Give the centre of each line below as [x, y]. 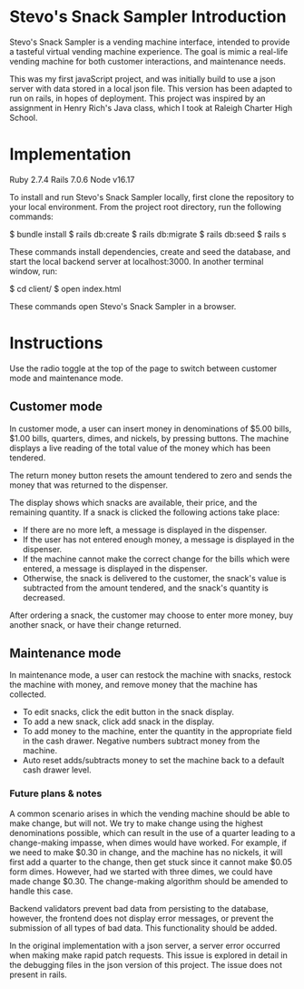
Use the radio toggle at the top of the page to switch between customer [143, 368]
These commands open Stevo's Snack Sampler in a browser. [123, 306]
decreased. [44, 597]
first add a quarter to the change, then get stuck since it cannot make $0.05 [151, 862]
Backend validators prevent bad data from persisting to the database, [139, 908]
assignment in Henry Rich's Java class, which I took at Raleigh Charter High [151, 107]
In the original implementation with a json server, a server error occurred [145, 945]
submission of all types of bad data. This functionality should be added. [143, 928]
